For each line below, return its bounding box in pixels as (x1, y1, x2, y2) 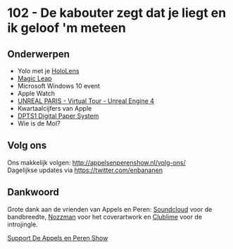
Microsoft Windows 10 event (17, 82, 101, 90)
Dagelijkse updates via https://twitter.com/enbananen (7, 166, 163, 174)
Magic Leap (17, 74, 52, 83)
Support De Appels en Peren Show (7, 233, 108, 242)
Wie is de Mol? (17, 119, 61, 128)
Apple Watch (17, 90, 55, 97)
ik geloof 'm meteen (7, 20, 127, 36)
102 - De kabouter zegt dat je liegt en (7, 5, 227, 21)
